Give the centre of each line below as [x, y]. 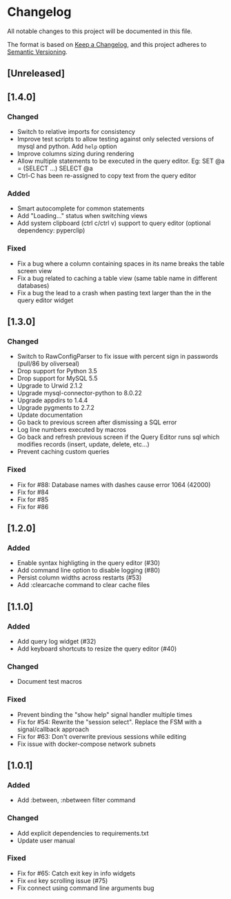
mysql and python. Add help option [67, 146]
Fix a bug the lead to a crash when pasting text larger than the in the [114, 293]
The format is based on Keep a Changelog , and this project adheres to [107, 44]
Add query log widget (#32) [57, 641]
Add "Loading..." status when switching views [82, 216]
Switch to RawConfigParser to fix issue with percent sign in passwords [118, 357]
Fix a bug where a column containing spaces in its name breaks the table [121, 264]
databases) [33, 285]
